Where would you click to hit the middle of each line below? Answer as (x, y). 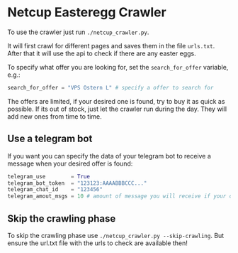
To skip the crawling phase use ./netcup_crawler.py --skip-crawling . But (116, 235)
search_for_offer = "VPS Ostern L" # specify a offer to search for (110, 87)
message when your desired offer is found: (70, 163)
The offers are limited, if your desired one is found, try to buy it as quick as (116, 101)
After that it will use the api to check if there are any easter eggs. (102, 53)
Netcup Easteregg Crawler (87, 12)
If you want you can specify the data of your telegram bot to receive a (109, 156)
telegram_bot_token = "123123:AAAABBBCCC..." (77, 183)
